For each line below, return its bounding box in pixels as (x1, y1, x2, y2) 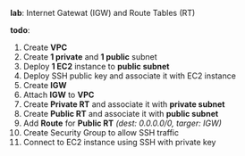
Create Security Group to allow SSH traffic (22, 127, 180, 137)
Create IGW (22, 80, 67, 90)
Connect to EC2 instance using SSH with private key (22, 137, 216, 147)
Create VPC (22, 42, 68, 53)
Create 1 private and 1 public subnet (22, 52, 157, 62)
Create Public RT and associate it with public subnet (22, 109, 219, 119)
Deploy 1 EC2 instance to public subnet (22, 62, 170, 71)
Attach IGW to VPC (22, 89, 95, 100)
